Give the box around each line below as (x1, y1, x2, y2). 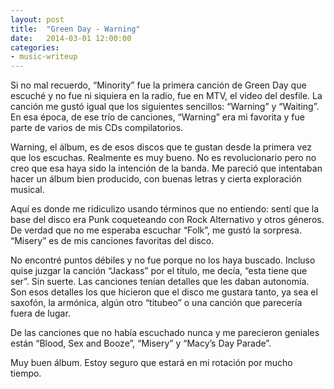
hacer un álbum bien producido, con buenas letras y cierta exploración (10, 173, 302, 185)
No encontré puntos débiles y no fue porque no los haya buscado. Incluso (10, 254, 316, 266)
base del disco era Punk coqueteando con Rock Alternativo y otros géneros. (10, 214, 325, 226)
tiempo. (10, 367, 42, 380)
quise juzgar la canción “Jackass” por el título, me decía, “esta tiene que (10, 265, 308, 277)
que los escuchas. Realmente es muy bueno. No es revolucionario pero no (10, 152, 317, 164)
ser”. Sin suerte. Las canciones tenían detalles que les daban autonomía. (10, 276, 310, 288)
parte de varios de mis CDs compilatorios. (10, 122, 184, 134)
